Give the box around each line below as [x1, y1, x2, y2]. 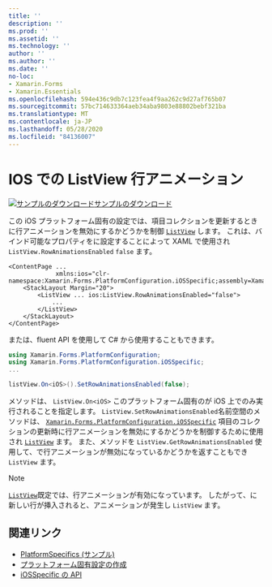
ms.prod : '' [8, 27, 49, 35]
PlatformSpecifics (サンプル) [19, 549, 115, 559]
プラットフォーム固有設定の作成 [19, 559, 127, 569]
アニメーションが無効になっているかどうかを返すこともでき [49, 447, 249, 457]
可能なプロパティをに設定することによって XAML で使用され [29, 236, 231, 246]
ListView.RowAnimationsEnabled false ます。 [8, 246, 156, 256]
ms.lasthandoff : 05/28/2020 [8, 125, 104, 133]
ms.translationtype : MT [8, 110, 89, 119]
